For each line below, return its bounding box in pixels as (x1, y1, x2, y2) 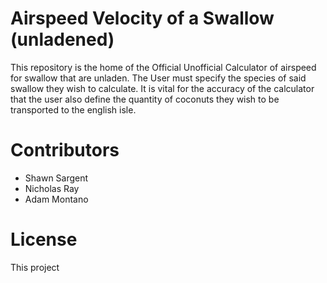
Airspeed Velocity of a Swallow (10, 7, 275, 30)
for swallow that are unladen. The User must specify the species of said (10, 72, 307, 84)
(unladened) (10, 28, 115, 51)
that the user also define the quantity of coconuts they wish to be (10, 93, 280, 105)
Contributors (10, 139, 120, 162)
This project (10, 261, 60, 273)
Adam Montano (24, 193, 89, 205)
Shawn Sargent (24, 172, 89, 184)
